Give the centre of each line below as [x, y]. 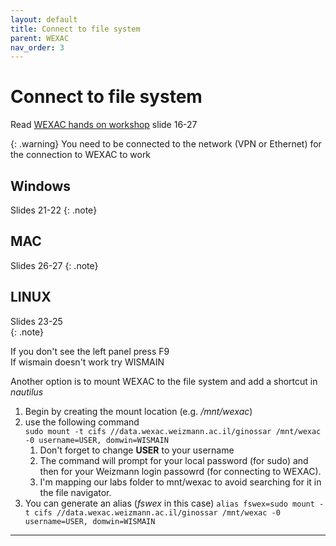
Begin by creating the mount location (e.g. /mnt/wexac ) [138, 411]
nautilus [27, 392]
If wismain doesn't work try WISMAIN [87, 362]
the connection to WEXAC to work [81, 155]
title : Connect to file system [75, 29]
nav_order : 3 [37, 47]
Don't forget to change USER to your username [137, 450]
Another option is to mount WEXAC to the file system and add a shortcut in [164, 381]
